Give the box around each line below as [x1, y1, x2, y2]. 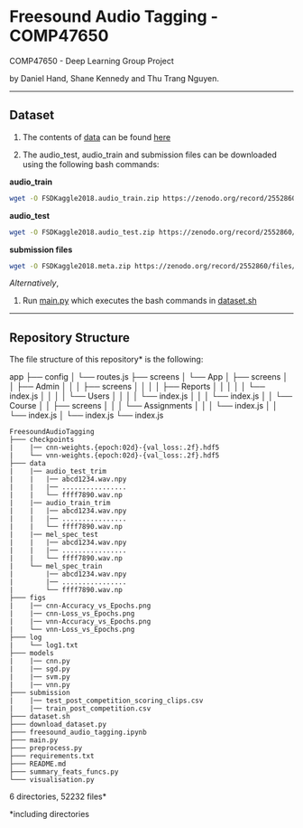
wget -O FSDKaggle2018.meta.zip [9, 261, 131, 270]
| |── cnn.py [9, 657, 70, 666]
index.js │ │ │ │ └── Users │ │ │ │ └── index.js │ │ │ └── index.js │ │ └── [9, 390, 293, 401]
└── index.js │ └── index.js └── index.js [9, 409, 164, 421]
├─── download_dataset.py [9, 720, 106, 729]
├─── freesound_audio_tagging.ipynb [9, 728, 147, 738]
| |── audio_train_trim [9, 499, 111, 508]
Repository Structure [9, 330, 131, 345]
